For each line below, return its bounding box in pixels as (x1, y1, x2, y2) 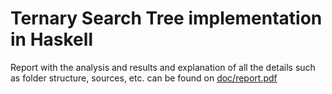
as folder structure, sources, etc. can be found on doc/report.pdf (10, 72, 278, 84)
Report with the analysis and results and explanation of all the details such (10, 61, 316, 73)
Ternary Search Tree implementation (10, 7, 323, 30)
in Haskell (10, 28, 93, 51)
